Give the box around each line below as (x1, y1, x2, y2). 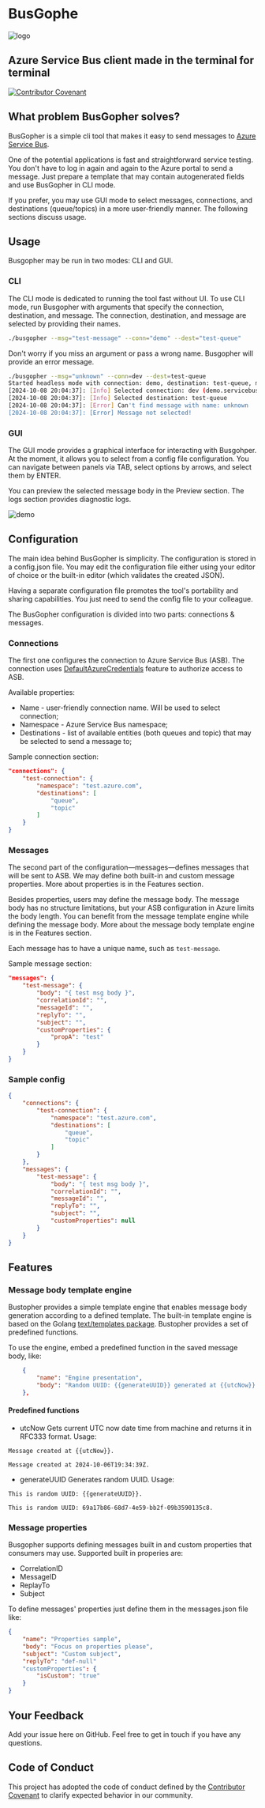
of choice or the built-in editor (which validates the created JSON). (8, 570, 225, 579)
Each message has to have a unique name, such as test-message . (8, 944, 221, 953)
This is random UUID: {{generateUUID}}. (8, 1489, 144, 1498)
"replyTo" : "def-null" (22, 1657, 97, 1665)
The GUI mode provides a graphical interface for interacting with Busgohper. (8, 446, 257, 455)
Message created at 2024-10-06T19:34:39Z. (8, 1460, 150, 1469)
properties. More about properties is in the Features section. (8, 879, 203, 889)
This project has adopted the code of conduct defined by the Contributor (8, 1782, 246, 1791)
